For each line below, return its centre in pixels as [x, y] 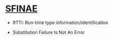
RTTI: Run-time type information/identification [60, 22]
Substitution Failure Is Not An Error [48, 32]
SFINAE [21, 9]
